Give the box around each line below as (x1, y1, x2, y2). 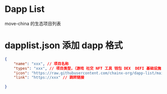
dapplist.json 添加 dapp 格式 (4, 40, 123, 51)
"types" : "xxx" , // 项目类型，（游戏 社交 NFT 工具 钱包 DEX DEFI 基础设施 (13, 66, 162, 71)
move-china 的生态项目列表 (4, 20, 61, 26)
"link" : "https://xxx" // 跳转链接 (13, 75, 85, 80)
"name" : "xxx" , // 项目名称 (13, 61, 69, 66)
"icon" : (13, 71, 29, 76)
